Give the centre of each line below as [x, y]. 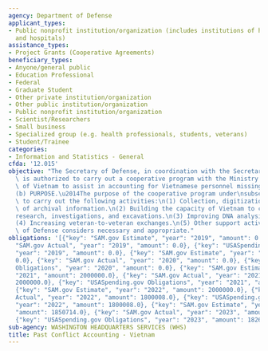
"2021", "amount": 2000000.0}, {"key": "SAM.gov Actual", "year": [128, 275]
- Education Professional [51, 75]
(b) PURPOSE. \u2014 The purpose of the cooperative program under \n [130, 193]
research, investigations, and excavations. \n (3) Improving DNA [124, 216]
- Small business [37, 127]
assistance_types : [39, 45]
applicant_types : [37, 23]
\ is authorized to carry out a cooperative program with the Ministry [137, 179]
